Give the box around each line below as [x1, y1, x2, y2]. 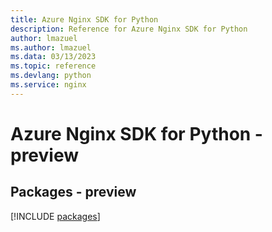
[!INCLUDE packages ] [10, 210, 101, 222]
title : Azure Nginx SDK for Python [10, 14, 159, 25]
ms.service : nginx [10, 80, 87, 90]
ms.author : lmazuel [10, 42, 92, 53]
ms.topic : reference [10, 61, 97, 71]
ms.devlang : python [10, 71, 92, 81]
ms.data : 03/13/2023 [10, 52, 97, 62]
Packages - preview [10, 184, 137, 201]
